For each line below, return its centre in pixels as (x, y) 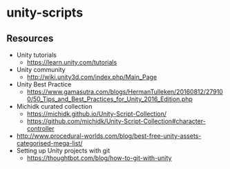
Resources (30, 38)
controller (40, 128)
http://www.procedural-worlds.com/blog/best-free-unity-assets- (109, 136)
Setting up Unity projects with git (63, 151)
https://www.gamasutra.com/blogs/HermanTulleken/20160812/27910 (125, 92)
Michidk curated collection (54, 106)
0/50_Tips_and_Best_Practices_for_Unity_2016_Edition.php (109, 99)
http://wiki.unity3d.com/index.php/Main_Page (92, 77)
